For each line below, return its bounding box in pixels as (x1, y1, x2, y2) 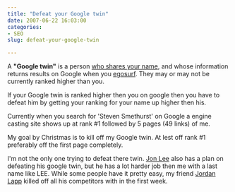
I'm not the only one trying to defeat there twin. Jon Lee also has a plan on (7, 155, 224, 163)
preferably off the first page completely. (7, 140, 123, 149)
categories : (7, 23, 42, 30)
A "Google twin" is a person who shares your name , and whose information (7, 62, 229, 71)
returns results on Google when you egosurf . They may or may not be (7, 70, 210, 78)
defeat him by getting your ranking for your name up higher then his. (7, 98, 207, 107)
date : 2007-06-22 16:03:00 (7, 17, 87, 24)
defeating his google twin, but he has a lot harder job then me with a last (7, 162, 217, 170)
